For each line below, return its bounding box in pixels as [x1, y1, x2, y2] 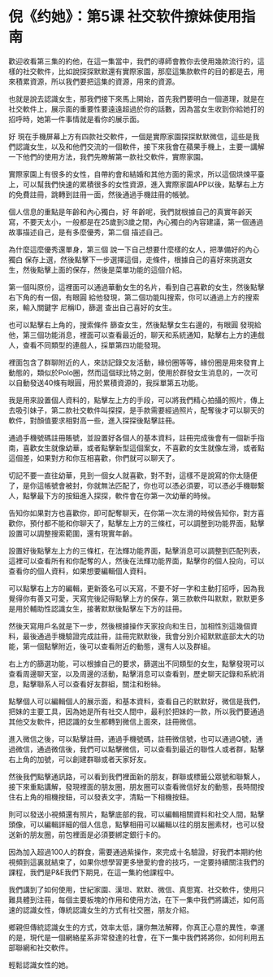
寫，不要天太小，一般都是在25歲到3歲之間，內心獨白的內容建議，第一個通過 [8, 217, 264, 226]
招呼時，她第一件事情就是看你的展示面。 [8, 114, 144, 124]
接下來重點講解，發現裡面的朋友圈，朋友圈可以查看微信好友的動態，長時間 [8, 782, 258, 791]
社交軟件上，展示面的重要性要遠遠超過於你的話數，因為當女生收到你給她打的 [8, 103, 265, 114]
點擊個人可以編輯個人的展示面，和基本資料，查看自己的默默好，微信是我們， [8, 696, 265, 706]
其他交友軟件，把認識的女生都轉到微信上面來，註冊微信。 [8, 716, 201, 726]
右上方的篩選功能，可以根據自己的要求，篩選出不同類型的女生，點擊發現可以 [8, 659, 265, 668]
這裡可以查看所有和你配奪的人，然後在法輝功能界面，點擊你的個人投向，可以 [8, 555, 265, 566]
